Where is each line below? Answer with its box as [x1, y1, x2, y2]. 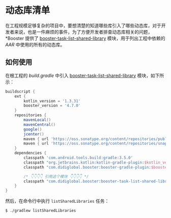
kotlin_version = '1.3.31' [23, 98, 81, 103]
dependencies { [14, 151, 47, 156]
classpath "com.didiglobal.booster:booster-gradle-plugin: [23, 165, 152, 170]
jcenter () [23, 131, 44, 137]
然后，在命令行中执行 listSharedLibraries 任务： [5, 198, 109, 204]
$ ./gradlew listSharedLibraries [5, 208, 76, 213]
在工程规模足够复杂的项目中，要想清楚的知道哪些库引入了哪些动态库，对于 [5, 22, 161, 29]
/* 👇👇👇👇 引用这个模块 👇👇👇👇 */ [23, 174, 89, 179]
